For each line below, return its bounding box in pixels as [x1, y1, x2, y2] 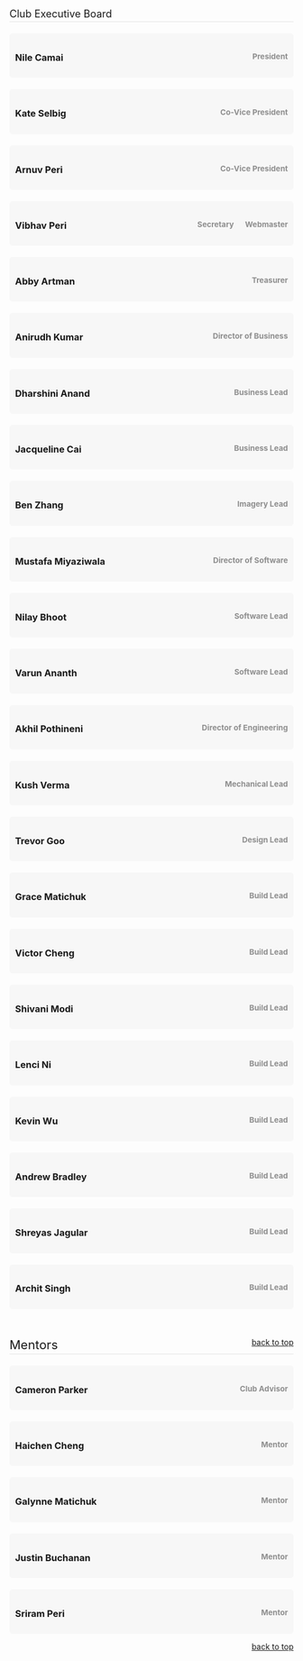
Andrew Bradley [14, 1170, 87, 1183]
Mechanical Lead [225, 778, 289, 789]
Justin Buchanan [14, 1551, 91, 1564]
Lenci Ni [14, 1059, 52, 1071]
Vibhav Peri [14, 219, 68, 232]
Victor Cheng [14, 947, 75, 959]
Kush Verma [14, 778, 70, 791]
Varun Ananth [14, 667, 78, 680]
